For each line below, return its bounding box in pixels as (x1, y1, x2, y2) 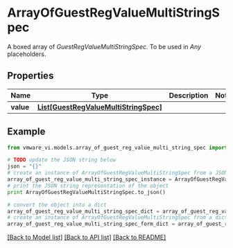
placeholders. (7, 50, 46, 58)
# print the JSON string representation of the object (7, 182, 169, 189)
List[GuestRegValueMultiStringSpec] (37, 102, 163, 112)
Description (169, 90, 209, 100)
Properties (7, 70, 54, 82)
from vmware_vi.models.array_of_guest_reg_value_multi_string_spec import (7, 144, 228, 151)
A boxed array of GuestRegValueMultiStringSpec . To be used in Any (7, 42, 202, 51)
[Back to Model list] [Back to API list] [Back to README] (7, 233, 166, 242)
